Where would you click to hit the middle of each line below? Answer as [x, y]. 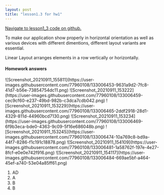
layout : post [18, 10]
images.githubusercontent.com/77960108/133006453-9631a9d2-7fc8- [77, 85]
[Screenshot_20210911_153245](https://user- [50, 132]
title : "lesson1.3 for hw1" [34, 14]
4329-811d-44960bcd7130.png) [37, 116]
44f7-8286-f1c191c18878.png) [35, 142]
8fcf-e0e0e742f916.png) [30, 152]
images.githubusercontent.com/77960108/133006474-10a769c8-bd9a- [78, 137]
